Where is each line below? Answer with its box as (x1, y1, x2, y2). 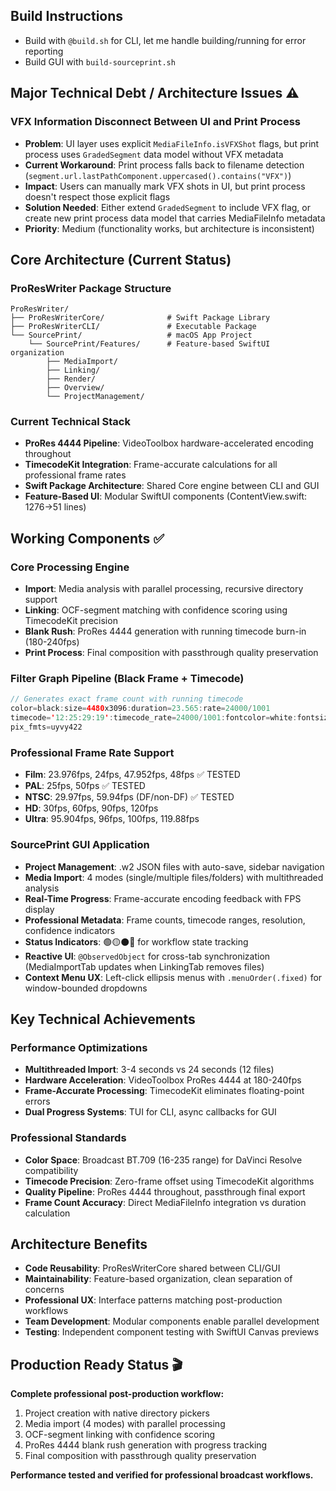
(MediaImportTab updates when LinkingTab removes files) (24, 960, 265, 973)
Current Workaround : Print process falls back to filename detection (24, 159, 305, 171)
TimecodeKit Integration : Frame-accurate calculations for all (24, 459, 278, 471)
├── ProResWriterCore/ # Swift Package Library (10, 313, 271, 323)
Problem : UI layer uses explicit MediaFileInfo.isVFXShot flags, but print (24, 137, 320, 149)
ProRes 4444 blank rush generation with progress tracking (24, 1439, 268, 1451)
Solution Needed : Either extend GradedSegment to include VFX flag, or (24, 201, 311, 213)
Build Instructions (10, 8, 124, 25)
